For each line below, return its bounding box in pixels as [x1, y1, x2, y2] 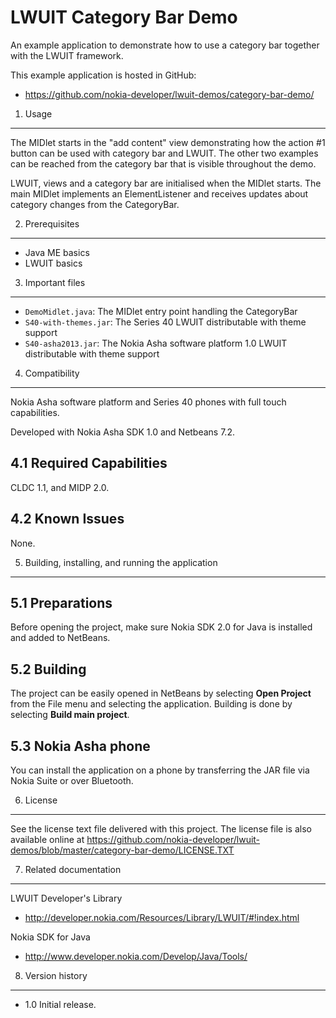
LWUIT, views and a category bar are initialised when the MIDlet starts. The [10, 177, 322, 189]
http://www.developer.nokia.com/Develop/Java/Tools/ [24, 951, 248, 962]
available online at [10, 834, 85, 845]
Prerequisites [24, 217, 80, 230]
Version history [24, 970, 88, 981]
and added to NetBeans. [10, 632, 111, 644]
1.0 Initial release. [24, 999, 97, 1010]
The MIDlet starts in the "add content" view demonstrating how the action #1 [10, 136, 326, 148]
